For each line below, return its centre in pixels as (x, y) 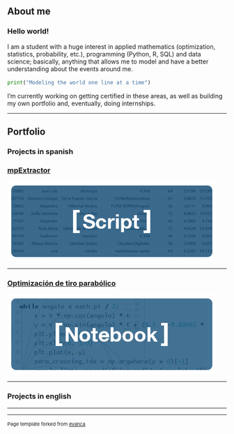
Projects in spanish (40, 151)
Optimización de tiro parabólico (62, 283)
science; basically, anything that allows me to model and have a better (108, 61)
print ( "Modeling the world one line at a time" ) (79, 82)
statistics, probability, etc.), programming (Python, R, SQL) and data (104, 54)
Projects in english (39, 396)
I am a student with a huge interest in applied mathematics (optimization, (111, 46)
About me (29, 12)
